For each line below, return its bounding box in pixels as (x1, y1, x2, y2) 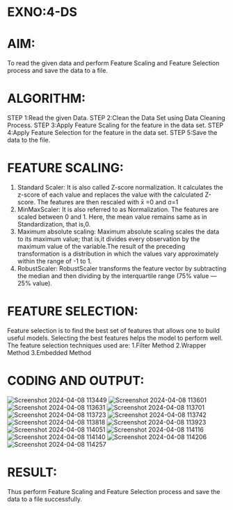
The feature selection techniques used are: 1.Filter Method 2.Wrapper (7, 341, 207, 349)
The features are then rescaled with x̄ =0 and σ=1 (37, 198, 179, 206)
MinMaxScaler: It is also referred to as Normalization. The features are (17, 206, 219, 213)
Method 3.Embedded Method (7, 348, 92, 356)
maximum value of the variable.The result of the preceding (17, 242, 186, 250)
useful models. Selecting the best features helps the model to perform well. (7, 334, 223, 342)
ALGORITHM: (7, 91, 86, 106)
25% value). (17, 279, 52, 287)
